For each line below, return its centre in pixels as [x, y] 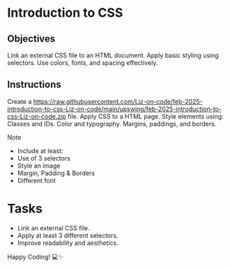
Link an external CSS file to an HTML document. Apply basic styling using [113, 55]
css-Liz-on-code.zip [37, 116]
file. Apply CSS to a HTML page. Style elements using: [146, 116]
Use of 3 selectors [44, 158]
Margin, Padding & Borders [56, 173]
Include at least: [40, 151]
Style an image [39, 165]
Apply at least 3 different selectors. [68, 235]
